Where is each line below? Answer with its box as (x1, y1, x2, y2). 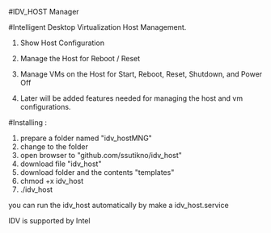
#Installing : (8, 118, 47, 127)
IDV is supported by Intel (8, 216, 91, 225)
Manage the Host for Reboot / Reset (19, 54, 141, 63)
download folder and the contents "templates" (19, 168, 175, 177)
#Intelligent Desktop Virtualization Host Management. (8, 23, 187, 31)
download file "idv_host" (19, 159, 102, 169)
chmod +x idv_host (19, 177, 84, 185)
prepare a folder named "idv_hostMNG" (19, 133, 152, 143)
